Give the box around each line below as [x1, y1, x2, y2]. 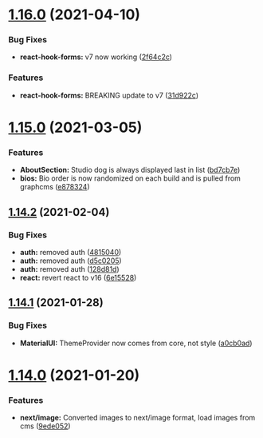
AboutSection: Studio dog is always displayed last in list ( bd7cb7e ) [19, 165, 241, 175]
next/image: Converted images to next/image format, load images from [19, 413, 256, 423]
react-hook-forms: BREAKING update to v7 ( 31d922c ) [19, 90, 199, 100]
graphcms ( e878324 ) [19, 182, 90, 192]
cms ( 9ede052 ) [19, 421, 71, 431]
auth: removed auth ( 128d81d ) [19, 264, 120, 273]
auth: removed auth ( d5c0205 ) [19, 256, 122, 265]
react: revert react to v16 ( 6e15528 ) [19, 273, 137, 282]
